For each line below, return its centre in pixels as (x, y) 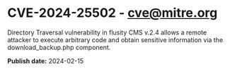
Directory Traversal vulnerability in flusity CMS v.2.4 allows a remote (107, 32)
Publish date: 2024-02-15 (45, 60)
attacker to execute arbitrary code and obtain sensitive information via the (115, 39)
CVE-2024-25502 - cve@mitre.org (113, 13)
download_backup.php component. (59, 47)
